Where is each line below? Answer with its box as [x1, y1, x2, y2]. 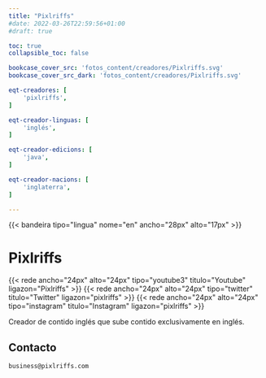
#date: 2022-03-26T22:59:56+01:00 [8, 20, 126, 28]
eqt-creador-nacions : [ [8, 176, 89, 184]
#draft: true [8, 27, 53, 35]
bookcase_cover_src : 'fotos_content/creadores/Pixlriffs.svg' [8, 64, 224, 72]
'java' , [23, 154, 49, 162]
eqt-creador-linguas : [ [8, 115, 89, 124]
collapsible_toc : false [8, 50, 89, 58]
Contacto [8, 341, 57, 354]
